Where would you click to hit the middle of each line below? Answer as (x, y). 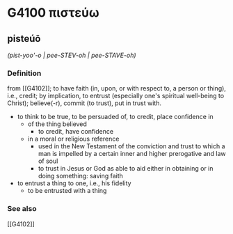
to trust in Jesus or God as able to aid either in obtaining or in (126, 169)
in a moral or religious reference (73, 139)
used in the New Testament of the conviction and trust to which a (131, 146)
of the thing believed (57, 124)
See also (22, 209)
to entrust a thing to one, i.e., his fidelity (74, 183)
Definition (24, 73)
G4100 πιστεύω (53, 13)
